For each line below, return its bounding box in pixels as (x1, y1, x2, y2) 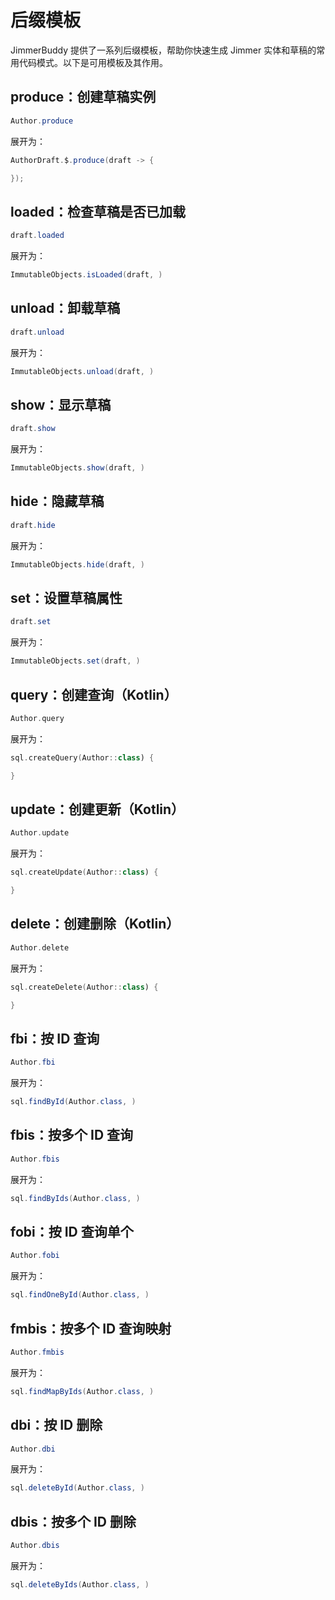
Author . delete (10, 942, 70, 953)
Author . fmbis (10, 1347, 65, 1357)
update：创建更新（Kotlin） (10, 801, 185, 818)
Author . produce (10, 116, 74, 126)
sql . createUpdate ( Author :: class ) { (10, 867, 159, 878)
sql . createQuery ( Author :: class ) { (10, 752, 155, 763)
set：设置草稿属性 (10, 590, 123, 607)
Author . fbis (10, 1154, 60, 1164)
